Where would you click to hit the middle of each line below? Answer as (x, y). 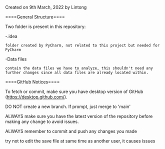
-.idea (11, 36)
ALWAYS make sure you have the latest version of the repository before (79, 116)
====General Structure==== (35, 17)
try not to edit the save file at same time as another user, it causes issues (80, 141)
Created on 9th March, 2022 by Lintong (46, 7)
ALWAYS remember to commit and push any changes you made (71, 131)
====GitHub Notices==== (32, 82)
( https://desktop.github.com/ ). (36, 97)
